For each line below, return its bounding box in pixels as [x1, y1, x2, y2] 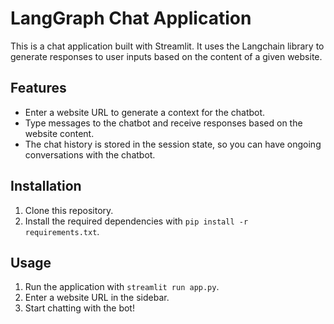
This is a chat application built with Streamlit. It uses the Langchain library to [10, 40, 325, 52]
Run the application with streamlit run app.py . [24, 281, 220, 293]
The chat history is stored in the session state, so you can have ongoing [24, 138, 322, 150]
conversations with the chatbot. [24, 148, 156, 161]
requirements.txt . [24, 225, 100, 237]
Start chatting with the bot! [24, 302, 135, 314]
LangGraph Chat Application [10, 7, 252, 30]
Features [10, 80, 67, 97]
